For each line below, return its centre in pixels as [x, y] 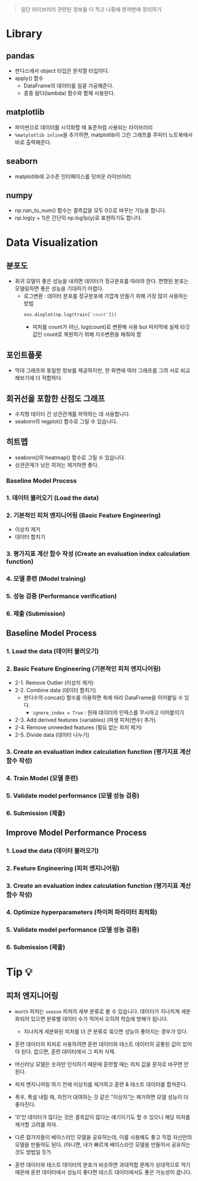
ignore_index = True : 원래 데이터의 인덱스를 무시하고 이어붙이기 [108, 713]
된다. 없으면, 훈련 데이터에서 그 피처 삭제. [68, 1051]
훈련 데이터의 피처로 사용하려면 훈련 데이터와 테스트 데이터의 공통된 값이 [98, 1044]
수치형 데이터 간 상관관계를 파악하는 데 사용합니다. [72, 414]
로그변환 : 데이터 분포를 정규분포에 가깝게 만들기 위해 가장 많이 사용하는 [106, 296]
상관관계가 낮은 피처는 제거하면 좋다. [57, 465]
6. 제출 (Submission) [36, 613]
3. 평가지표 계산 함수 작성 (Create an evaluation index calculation [98, 553]
